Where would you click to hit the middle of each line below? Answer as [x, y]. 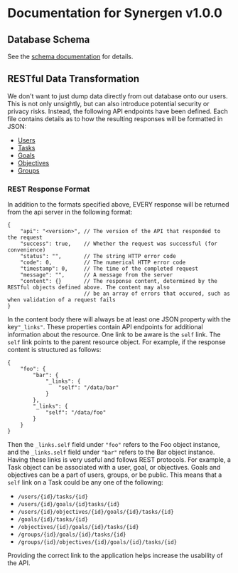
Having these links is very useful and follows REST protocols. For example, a [119, 460]
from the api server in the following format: [70, 212]
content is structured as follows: [54, 350]
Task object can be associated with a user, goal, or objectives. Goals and [114, 468]
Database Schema [49, 40]
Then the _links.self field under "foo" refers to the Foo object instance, [114, 445]
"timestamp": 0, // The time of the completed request [109, 269]
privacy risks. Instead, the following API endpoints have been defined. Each [118, 111]
